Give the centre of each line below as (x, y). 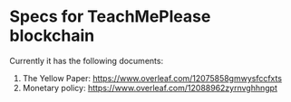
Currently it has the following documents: (87, 60)
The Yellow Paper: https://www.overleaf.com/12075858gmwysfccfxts (152, 78)
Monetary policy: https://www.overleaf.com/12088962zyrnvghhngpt (150, 88)
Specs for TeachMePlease (110, 17)
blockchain (52, 36)
